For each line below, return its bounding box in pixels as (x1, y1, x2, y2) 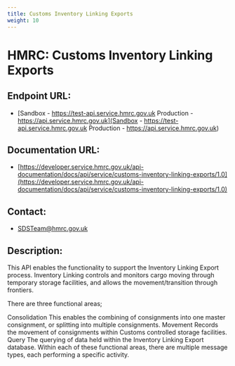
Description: (7, 244, 63, 257)
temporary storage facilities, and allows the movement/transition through (7, 278, 218, 286)
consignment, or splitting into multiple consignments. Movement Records (7, 320, 219, 329)
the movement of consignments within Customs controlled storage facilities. (7, 328, 227, 336)
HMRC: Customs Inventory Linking (7, 47, 213, 63)
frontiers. (7, 286, 34, 294)
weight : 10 (7, 17, 39, 24)
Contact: (7, 206, 47, 217)
